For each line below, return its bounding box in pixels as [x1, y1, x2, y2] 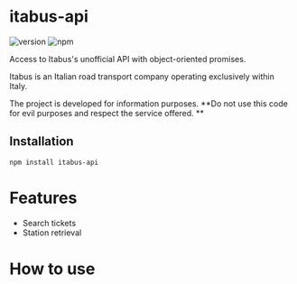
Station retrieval [22, 227, 82, 238]
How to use [9, 259, 96, 279]
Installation [9, 133, 74, 150]
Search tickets [22, 217, 77, 228]
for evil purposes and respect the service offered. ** [9, 107, 205, 118]
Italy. [9, 80, 28, 91]
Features [9, 188, 78, 208]
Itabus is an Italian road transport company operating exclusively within [9, 70, 275, 82]
